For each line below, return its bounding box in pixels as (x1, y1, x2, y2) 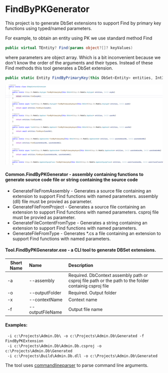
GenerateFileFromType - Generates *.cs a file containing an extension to (12, 230, 161, 236)
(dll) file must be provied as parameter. (12, 198, 92, 204)
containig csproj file (68, 282, 109, 288)
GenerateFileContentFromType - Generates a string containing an (12, 219, 147, 225)
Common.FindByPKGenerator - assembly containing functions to (5, 171, 143, 177)
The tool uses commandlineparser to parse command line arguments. (5, 362, 148, 368)
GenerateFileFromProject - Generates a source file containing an (12, 203, 146, 209)
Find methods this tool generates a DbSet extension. (5, 65, 113, 71)
